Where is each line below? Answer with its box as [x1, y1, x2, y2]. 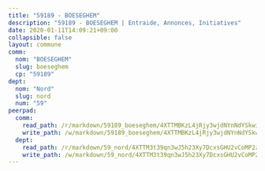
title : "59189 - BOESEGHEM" [8, 11, 101, 20]
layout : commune [8, 41, 62, 49]
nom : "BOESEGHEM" [15, 56, 73, 64]
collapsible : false [8, 33, 73, 42]
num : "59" [15, 99, 47, 107]
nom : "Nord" [15, 84, 55, 93]
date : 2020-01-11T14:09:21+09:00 [8, 26, 118, 34]
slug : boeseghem [15, 63, 69, 71]
